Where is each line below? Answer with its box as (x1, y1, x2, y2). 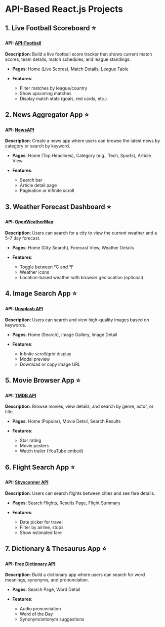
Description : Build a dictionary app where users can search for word (5, 572, 145, 578)
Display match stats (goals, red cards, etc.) (19, 96, 107, 101)
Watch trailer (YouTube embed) (19, 448, 83, 454)
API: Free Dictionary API (5, 561, 56, 567)
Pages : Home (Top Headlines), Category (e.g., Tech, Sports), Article (12, 152, 151, 159)
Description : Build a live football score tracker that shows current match (5, 51, 152, 57)
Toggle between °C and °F (19, 264, 74, 270)
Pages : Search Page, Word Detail (12, 586, 81, 592)
